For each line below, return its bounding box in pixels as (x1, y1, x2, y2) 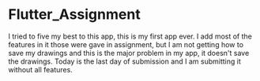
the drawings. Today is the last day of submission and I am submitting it (8, 57, 241, 66)
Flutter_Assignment (8, 6, 141, 24)
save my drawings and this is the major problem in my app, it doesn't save (8, 48, 250, 57)
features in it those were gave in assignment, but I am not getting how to (8, 39, 243, 49)
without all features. (8, 64, 73, 74)
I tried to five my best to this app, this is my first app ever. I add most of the (8, 31, 253, 41)
